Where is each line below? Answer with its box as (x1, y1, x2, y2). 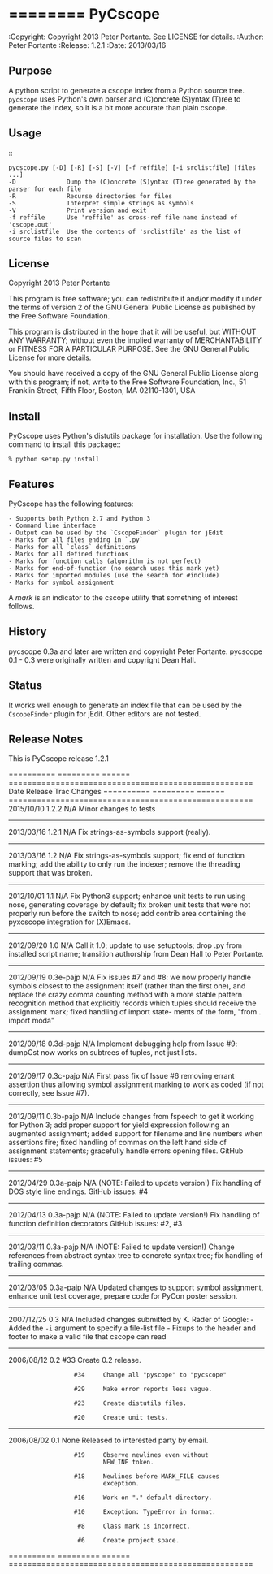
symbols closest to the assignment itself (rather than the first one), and (8, 981, 246, 991)
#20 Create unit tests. (73, 1414, 169, 1422)
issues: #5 (8, 1155, 43, 1165)
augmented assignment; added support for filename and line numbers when (8, 1129, 263, 1139)
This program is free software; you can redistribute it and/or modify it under (8, 294, 262, 304)
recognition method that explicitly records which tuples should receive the (8, 998, 257, 1008)
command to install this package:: (8, 439, 122, 449)
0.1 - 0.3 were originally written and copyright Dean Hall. (8, 655, 197, 664)
